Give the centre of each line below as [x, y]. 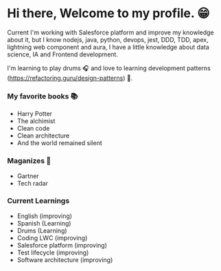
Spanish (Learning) [44, 223]
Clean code [33, 129]
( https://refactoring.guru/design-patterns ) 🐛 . [70, 78]
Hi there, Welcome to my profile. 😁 [108, 13]
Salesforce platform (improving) [62, 245]
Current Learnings [38, 201]
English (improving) [45, 216]
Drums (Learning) [42, 230]
